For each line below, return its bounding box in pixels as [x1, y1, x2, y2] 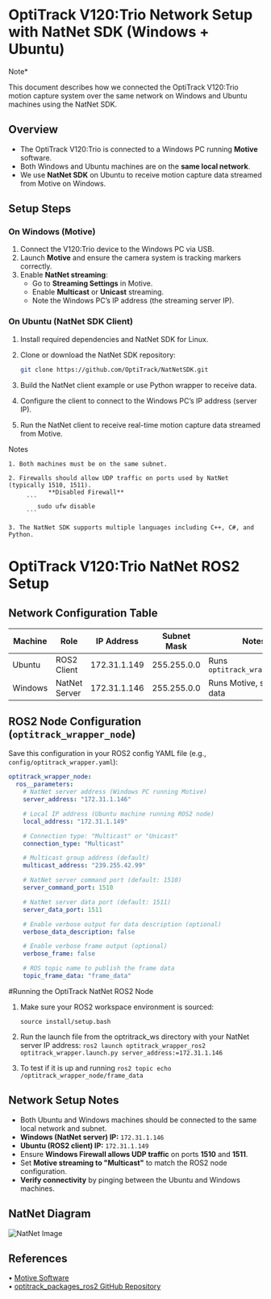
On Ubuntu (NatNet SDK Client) [8, 316, 133, 328]
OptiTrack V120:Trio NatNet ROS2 [8, 557, 240, 575]
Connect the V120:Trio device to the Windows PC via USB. [19, 244, 215, 254]
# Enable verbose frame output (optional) [23, 942, 168, 950]
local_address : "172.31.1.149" [23, 817, 128, 825]
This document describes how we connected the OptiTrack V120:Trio [8, 82, 240, 92]
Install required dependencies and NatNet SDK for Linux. [19, 334, 209, 344]
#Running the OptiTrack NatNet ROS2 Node [8, 986, 154, 996]
